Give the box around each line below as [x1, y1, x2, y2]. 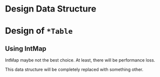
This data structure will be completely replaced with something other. [5, 66, 144, 73]
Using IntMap [5, 44, 47, 52]
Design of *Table [5, 26, 73, 37]
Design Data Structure [5, 3, 96, 14]
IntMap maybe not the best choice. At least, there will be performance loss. [5, 57, 155, 63]
